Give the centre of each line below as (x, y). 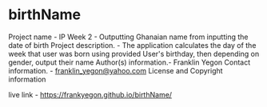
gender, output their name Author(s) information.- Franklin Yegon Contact (130, 62)
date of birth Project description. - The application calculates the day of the (132, 45)
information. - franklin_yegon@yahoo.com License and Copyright (116, 70)
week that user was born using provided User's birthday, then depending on (134, 53)
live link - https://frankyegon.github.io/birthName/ (90, 94)
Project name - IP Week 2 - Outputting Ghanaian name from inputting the (128, 37)
